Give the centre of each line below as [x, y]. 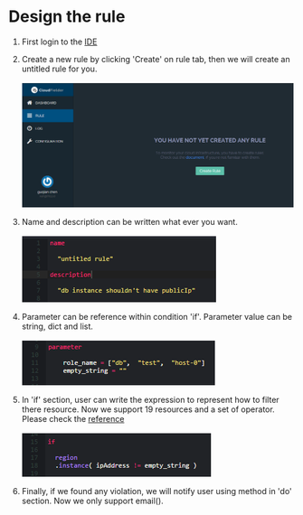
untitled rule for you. [59, 69]
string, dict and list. [57, 326]
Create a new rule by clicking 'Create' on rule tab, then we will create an [156, 59]
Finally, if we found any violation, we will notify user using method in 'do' [157, 491]
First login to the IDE [59, 42]
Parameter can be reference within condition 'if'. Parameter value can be [157, 316]
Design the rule [67, 17]
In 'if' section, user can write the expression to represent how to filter [150, 399]
